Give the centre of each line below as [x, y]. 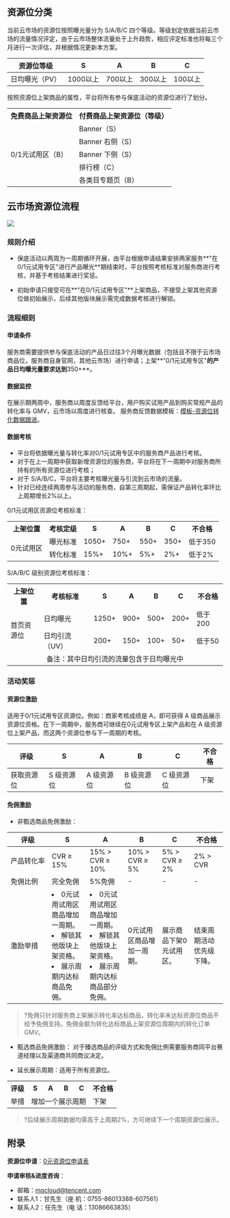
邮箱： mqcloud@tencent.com [59, 1190]
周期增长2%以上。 [49, 496]
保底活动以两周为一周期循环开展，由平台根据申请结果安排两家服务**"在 [117, 258]
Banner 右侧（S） [107, 141]
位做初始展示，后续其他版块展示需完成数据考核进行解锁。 [98, 298]
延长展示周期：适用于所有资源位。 [65, 1069]
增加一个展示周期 [59, 1101]
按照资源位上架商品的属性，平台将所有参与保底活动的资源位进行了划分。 [109, 97]
